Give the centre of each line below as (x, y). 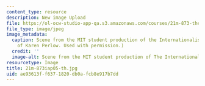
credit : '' (26, 51)
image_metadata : (27, 35)
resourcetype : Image (33, 62)
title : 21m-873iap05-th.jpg (42, 68)
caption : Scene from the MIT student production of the (84, 40)
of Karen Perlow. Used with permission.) (70, 46)
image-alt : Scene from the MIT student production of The (87, 57)
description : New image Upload (46, 18)
